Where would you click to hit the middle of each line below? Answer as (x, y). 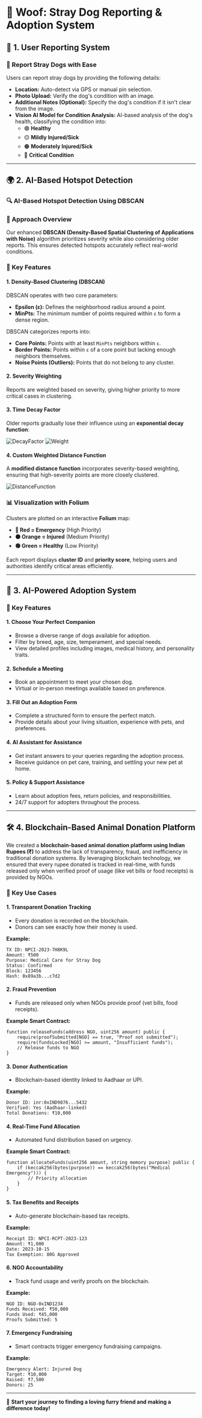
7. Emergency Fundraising (39, 1333)
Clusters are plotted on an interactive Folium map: (68, 518)
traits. (22, 655)
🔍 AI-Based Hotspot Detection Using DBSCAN (75, 201)
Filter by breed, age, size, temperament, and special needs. (88, 642)
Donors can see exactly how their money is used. (76, 927)
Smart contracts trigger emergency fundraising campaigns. (88, 1346)
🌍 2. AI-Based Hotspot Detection (70, 180)
